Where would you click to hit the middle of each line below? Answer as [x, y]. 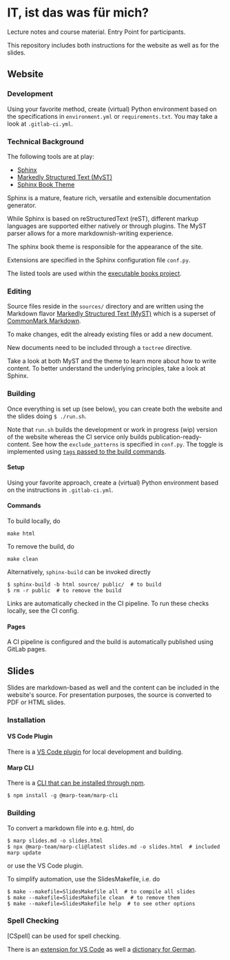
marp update [24, 853]
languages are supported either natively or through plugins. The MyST [107, 226]
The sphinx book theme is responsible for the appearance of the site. [105, 246]
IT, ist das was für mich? [78, 13]
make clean [23, 559]
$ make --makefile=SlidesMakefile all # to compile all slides [101, 892]
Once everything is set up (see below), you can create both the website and [115, 409]
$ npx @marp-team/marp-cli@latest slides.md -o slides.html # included [114, 847]
